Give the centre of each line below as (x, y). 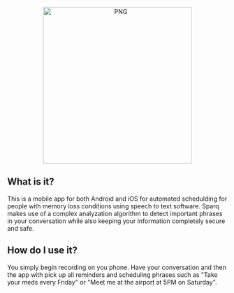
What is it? (31, 182)
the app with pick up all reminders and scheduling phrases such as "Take (112, 274)
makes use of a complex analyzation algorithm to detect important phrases (115, 213)
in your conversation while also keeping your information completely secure (116, 221)
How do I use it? (43, 251)
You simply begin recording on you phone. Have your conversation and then (117, 267)
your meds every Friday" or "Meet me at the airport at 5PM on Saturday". (112, 282)
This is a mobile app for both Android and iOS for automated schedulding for (117, 199)
